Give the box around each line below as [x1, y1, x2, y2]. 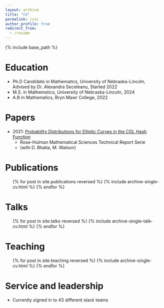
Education [5, 62, 48, 73]
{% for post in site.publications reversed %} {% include [12, 178, 126, 184]
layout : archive [5, 7, 39, 13]
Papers [5, 112, 35, 123]
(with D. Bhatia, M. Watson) [19, 144, 76, 150]
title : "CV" [5, 12, 30, 17]
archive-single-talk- [111, 218, 153, 224]
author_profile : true [5, 21, 50, 27]
